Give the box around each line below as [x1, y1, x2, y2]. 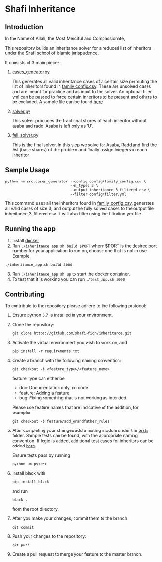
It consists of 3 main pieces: [5, 60, 61, 65]
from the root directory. [12, 506, 59, 512]
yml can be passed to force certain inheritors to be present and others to [12, 94, 157, 99]
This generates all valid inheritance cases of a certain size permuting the [12, 79, 157, 84]
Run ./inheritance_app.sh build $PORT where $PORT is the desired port [12, 243, 157, 248]
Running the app [5, 225, 56, 233]
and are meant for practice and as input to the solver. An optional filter [12, 89, 152, 94]
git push [12, 543, 30, 548]
